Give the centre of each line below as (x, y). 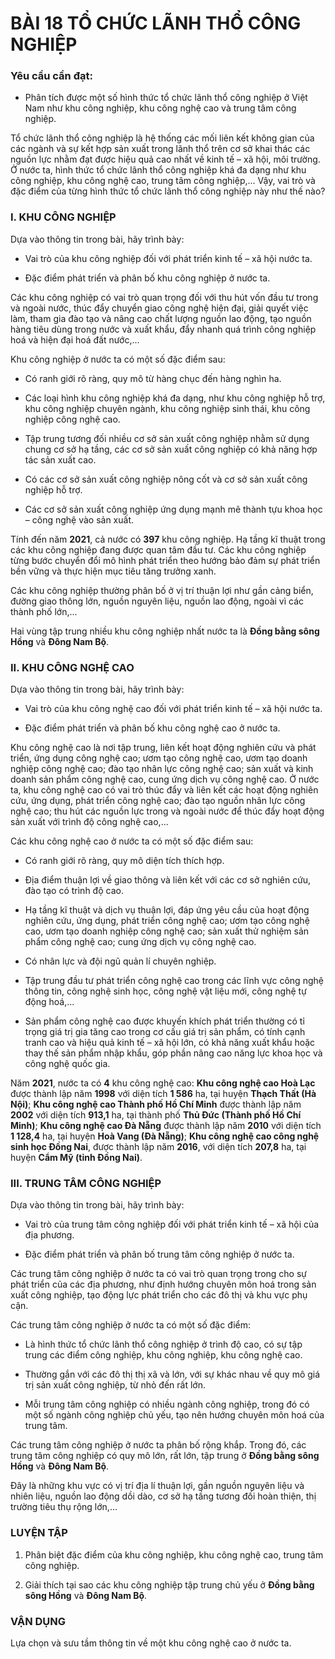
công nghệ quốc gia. (67, 1064)
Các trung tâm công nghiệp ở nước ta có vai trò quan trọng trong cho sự (159, 1274)
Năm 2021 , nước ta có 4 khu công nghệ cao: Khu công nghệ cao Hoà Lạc (163, 1083)
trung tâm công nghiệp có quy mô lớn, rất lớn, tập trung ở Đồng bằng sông (165, 1456)
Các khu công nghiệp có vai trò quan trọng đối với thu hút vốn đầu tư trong (164, 297)
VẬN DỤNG (38, 1621)
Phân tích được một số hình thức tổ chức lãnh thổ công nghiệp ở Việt (166, 98)
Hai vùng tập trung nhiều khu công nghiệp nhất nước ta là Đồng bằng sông (165, 631)
